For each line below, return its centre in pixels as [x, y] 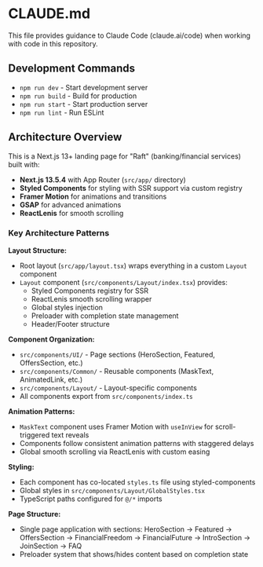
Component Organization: [52, 339]
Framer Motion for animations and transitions [93, 196]
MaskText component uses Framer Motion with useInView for [116, 426]
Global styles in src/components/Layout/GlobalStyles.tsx [112, 490]
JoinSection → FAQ [51, 546]
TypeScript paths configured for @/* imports [91, 499]
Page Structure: [35, 514]
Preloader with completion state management [105, 316]
